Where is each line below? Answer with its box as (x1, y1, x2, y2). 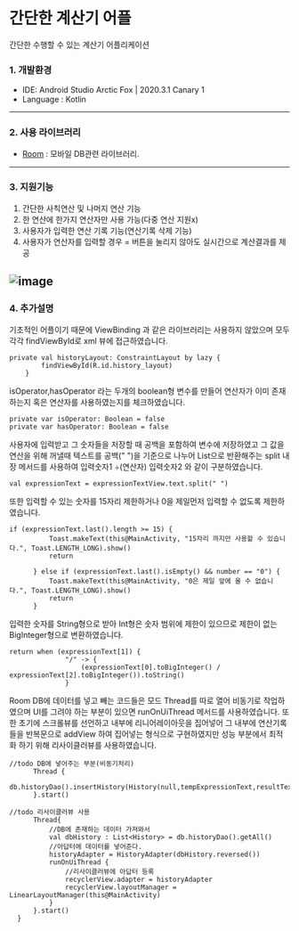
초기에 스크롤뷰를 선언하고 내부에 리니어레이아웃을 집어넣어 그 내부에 (18, 717, 256, 728)
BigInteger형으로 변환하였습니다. (9, 629, 124, 640)
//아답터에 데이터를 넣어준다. (48, 842, 142, 851)
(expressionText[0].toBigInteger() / (80, 663, 221, 672)
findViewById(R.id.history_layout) (41, 361, 174, 370)
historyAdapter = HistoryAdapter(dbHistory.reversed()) (48, 850, 261, 859)
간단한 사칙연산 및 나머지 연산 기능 (21, 202, 141, 214)
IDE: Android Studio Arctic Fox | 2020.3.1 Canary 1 (21, 85, 205, 95)
